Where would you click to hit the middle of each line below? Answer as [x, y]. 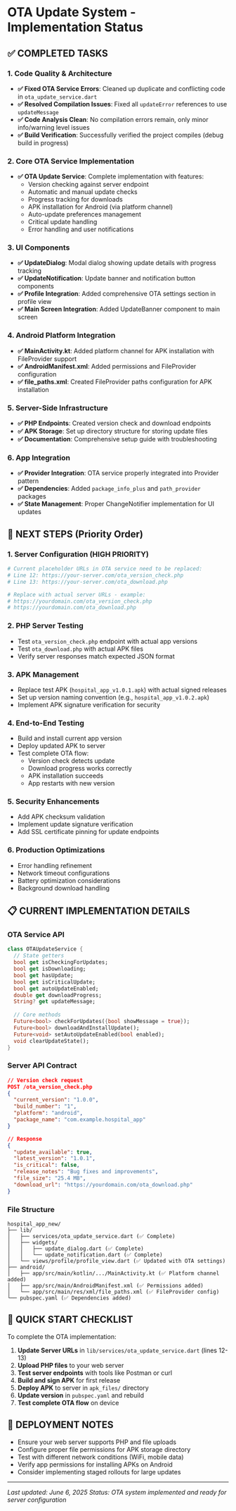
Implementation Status [76, 27]
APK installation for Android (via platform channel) [100, 207]
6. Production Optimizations [56, 850]
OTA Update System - [72, 12]
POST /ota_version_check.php [50, 1087]
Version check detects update [71, 761]
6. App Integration [39, 458]
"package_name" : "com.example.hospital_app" [80, 1120]
